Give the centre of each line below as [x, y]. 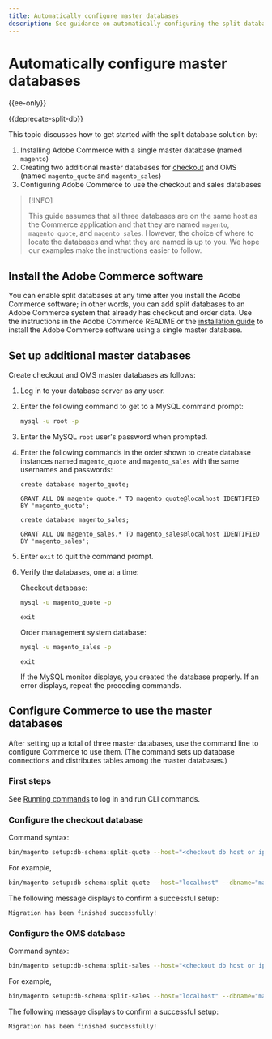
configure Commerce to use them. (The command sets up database [121, 751]
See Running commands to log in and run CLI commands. [104, 798]
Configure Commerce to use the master [110, 711]
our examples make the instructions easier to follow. [115, 250]
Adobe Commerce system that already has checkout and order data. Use [130, 313]
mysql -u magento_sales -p [66, 647]
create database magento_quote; [74, 484]
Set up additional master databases [100, 355]
